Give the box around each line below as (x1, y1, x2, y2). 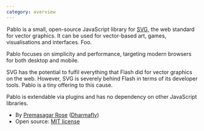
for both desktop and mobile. (6, 56, 79, 64)
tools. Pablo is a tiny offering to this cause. (6, 81, 113, 89)
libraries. (6, 99, 29, 107)
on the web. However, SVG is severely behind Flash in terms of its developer (6, 75, 198, 82)
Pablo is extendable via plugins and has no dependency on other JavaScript (6, 93, 197, 100)
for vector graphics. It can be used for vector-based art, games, (6, 32, 167, 39)
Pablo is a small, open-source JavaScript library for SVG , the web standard (7, 25, 195, 33)
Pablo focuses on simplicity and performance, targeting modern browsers (6, 50, 192, 58)
